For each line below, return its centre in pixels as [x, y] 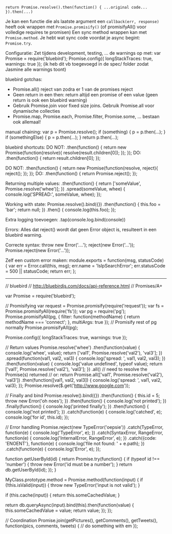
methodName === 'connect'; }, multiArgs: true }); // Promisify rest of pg [81, 322]
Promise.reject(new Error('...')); [38, 250]
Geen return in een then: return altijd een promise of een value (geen [85, 95]
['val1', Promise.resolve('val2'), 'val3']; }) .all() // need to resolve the [76, 369]
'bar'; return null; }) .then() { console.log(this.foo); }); [61, 210]
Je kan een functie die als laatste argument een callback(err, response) [82, 21]
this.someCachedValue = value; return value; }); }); [59, 510]
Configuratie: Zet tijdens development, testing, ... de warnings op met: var [83, 53]
